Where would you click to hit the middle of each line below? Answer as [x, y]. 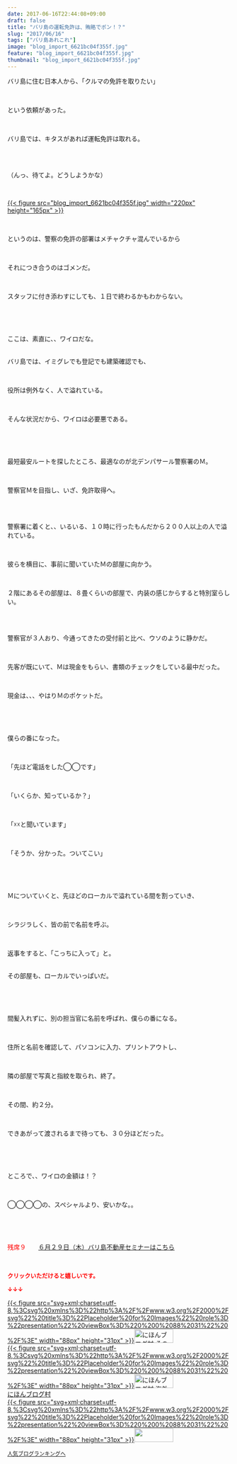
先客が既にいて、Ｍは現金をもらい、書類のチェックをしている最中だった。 [116, 666]
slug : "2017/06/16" [36, 34]
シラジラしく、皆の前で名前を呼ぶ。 [60, 924]
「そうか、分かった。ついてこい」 [57, 853]
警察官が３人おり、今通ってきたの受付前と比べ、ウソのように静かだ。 [109, 637]
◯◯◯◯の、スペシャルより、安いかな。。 [72, 1204]
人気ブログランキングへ [36, 1454]
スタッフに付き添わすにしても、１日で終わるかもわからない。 [97, 296]
